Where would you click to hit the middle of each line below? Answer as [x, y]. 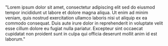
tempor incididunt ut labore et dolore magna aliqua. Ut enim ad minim [77, 12]
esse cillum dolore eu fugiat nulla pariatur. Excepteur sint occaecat [74, 28]
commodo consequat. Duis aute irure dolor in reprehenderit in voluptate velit [84, 23]
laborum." [15, 39]
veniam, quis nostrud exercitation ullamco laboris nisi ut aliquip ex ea [76, 18]
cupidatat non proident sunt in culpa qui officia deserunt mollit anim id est [81, 34]
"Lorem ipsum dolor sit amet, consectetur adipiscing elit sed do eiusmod [80, 7]
